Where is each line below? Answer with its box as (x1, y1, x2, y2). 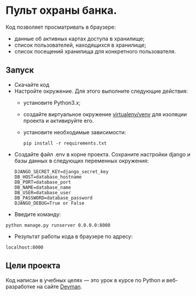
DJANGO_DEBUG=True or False (14, 200, 85, 206)
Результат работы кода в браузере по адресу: (14, 232, 133, 240)
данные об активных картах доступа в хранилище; (14, 35, 145, 42)
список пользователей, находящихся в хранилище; (14, 41, 146, 49)
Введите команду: (14, 210, 61, 218)
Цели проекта (5, 261, 61, 271)
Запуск (5, 65, 34, 75)
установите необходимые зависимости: (23, 128, 126, 135)
